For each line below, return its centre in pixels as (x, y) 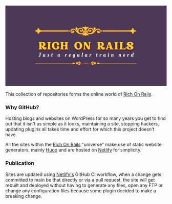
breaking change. (24, 196)
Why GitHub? (22, 107)
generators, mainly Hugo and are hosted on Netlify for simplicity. (73, 150)
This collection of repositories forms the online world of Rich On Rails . (79, 94)
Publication (20, 163)
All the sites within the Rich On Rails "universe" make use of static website (84, 145)
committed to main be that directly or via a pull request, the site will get (80, 180)
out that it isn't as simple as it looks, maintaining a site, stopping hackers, (82, 124)
